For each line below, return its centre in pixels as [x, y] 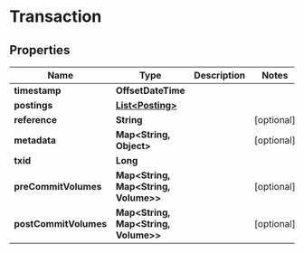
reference [35, 120]
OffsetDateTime [150, 90]
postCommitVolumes [60, 224]
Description [220, 75]
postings [33, 105]
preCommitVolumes [58, 187]
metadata [35, 140]
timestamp [38, 90]
